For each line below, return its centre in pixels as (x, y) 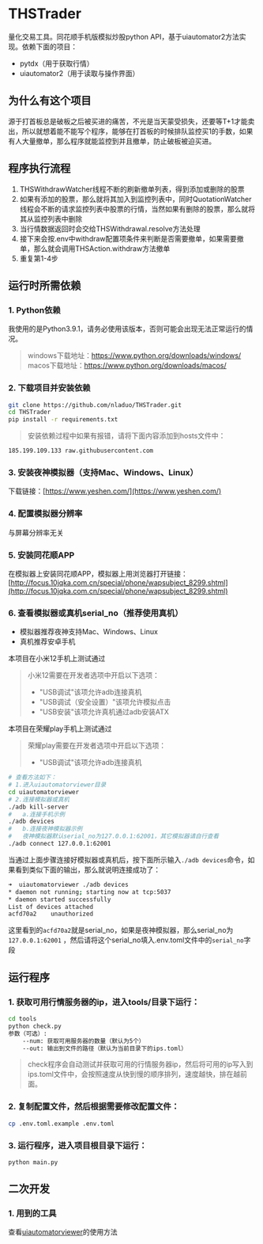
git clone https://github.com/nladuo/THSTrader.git (95, 405)
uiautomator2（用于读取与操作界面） (79, 73)
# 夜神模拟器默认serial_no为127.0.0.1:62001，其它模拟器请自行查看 (114, 836)
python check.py (35, 1026)
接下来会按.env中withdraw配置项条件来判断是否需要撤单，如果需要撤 (131, 238)
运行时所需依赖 (45, 285)
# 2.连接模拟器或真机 (39, 799)
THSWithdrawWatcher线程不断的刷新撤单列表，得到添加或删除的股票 (132, 189)
